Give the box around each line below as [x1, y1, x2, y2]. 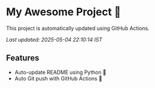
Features [6, 53, 39, 63]
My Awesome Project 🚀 [6, 5, 122, 19]
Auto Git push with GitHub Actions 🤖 [14, 75, 103, 82]
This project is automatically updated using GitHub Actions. [6, 25, 150, 32]
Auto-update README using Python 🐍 [14, 69, 107, 76]
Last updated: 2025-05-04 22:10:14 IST [6, 36, 103, 43]
